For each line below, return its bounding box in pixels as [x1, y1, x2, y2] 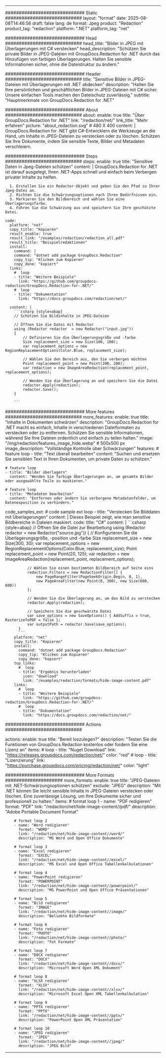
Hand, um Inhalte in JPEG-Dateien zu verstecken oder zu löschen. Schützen [5, 133, 160, 139]
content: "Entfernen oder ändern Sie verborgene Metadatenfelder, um [9, 496, 156, 501]
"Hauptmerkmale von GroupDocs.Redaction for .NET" [5, 97, 115, 103]
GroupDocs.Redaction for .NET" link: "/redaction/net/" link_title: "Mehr [5, 117, 148, 123]
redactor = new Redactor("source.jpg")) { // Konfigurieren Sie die [5, 530, 137, 535]
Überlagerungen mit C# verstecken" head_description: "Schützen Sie [5, 45, 147, 51]
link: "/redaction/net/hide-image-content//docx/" [18, 961, 125, 966]
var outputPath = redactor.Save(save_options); [27, 622, 127, 627]
